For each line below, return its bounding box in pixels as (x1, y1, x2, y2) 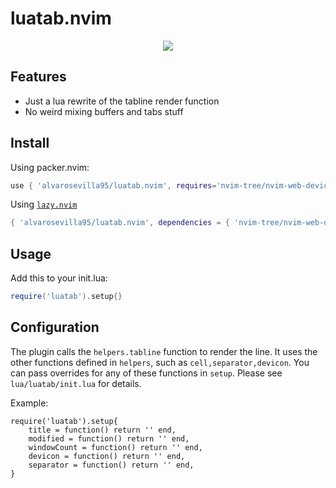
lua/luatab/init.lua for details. (10, 377, 142, 389)
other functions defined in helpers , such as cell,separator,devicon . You (10, 356, 310, 368)
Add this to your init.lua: (10, 272, 108, 284)
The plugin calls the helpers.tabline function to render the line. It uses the (10, 345, 318, 357)
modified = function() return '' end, (28, 433, 190, 444)
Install (10, 135, 50, 152)
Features (10, 68, 67, 86)
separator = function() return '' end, (28, 460, 195, 470)
